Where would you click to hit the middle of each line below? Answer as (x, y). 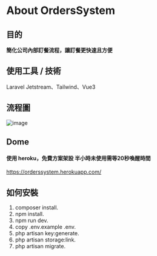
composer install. (37, 207)
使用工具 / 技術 (34, 71)
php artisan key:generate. (47, 234)
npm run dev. (32, 221)
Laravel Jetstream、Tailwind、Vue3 (51, 87)
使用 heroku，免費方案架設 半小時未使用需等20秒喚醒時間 (78, 158)
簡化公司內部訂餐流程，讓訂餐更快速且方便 (59, 50)
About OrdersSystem (61, 11)
